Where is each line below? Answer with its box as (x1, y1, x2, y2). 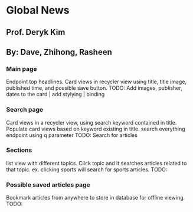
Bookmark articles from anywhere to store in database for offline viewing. (6, 194, 185, 201)
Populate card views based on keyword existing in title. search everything (6, 125, 185, 132)
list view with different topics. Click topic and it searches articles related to (6, 159, 187, 167)
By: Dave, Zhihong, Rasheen (6, 47, 112, 57)
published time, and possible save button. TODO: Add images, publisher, (6, 84, 182, 92)
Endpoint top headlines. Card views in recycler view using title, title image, (6, 78, 187, 86)
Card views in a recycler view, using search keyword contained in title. (6, 119, 177, 126)
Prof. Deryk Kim (6, 27, 66, 37)
